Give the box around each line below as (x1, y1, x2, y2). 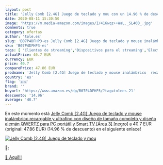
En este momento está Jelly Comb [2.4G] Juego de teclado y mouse (5, 111, 142, 116)
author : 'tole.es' (5, 34, 42, 39)
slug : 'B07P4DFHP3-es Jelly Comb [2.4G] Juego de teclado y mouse (5, 39, 142, 44)
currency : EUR (5, 57, 34, 62)
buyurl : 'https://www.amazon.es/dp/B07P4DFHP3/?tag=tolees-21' (5, 88, 136, 93)
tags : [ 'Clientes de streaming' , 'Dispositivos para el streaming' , (5, 48, 147, 52)
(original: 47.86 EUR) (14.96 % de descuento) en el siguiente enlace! (5, 126, 141, 132)
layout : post (5, 7, 32, 12)
